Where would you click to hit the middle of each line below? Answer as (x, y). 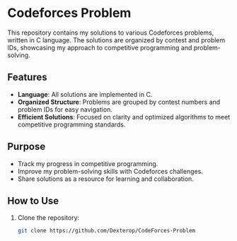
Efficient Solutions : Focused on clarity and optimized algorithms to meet (124, 117)
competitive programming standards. (71, 124)
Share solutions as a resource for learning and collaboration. (106, 179)
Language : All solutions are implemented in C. (85, 94)
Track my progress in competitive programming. (88, 163)
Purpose (27, 147)
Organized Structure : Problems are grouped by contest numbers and (119, 102)
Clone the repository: (48, 218)
